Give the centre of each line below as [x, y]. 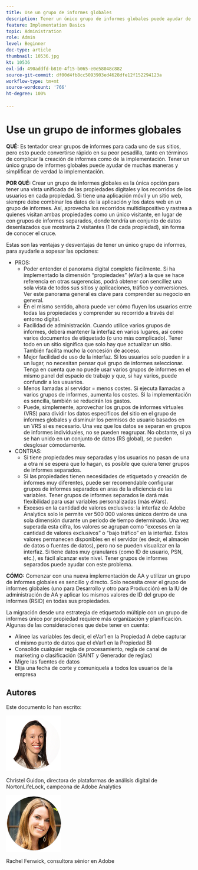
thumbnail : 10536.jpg [33, 56]
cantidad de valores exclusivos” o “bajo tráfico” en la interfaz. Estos [106, 533]
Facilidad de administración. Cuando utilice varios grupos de [97, 325]
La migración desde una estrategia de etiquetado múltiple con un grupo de [97, 612]
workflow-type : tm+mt [33, 81]
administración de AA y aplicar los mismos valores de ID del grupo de [90, 594]
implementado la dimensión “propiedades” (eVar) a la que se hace [104, 275]
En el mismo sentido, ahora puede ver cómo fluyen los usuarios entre [108, 306]
